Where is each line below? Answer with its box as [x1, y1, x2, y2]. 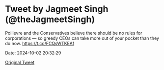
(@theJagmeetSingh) [5, 14, 95, 25]
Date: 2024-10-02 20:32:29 [5, 50, 61, 56]
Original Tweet [5, 59, 35, 65]
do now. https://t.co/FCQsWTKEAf [5, 40, 75, 46]
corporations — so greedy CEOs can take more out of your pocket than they [5, 35, 160, 41]
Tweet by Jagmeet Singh [5, 3, 109, 15]
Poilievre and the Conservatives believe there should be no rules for [5, 30, 142, 36]
